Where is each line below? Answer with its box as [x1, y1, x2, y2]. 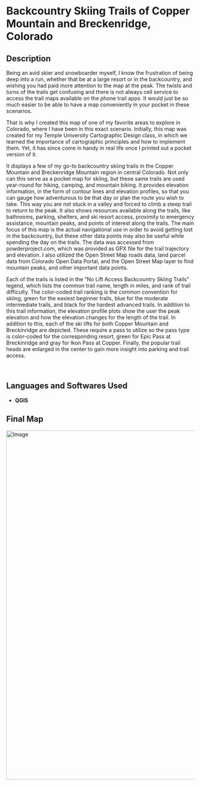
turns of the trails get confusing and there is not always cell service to [6, 89, 178, 95]
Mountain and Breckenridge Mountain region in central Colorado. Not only [6, 169, 189, 176]
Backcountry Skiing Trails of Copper [6, 4, 190, 18]
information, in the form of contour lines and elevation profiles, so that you [6, 188, 190, 195]
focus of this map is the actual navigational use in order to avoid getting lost [6, 226, 193, 233]
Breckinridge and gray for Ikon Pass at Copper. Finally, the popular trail [6, 339, 181, 346]
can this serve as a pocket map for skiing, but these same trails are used [6, 175, 185, 182]
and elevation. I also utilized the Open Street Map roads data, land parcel [6, 251, 185, 258]
